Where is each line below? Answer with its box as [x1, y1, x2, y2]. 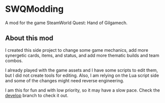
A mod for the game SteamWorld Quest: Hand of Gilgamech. [5, 20, 128, 26]
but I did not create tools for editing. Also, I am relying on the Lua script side [5, 72, 159, 78]
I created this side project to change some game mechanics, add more [5, 47, 149, 53]
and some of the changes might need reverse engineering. [5, 77, 125, 83]
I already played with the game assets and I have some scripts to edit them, [5, 67, 158, 73]
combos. [5, 58, 23, 64]
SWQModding [5, 3, 64, 15]
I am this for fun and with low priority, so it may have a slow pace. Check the [5, 87, 160, 93]
